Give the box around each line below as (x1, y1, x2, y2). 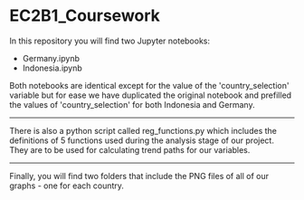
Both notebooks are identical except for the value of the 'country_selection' (9, 80, 290, 90)
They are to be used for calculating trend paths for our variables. (9, 144, 251, 155)
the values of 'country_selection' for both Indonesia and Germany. (9, 99, 255, 110)
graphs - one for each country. (9, 180, 125, 191)
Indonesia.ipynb (22, 62, 83, 73)
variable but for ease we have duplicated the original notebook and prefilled (9, 90, 292, 100)
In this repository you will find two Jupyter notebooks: (9, 35, 211, 46)
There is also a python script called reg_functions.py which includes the (9, 125, 278, 136)
